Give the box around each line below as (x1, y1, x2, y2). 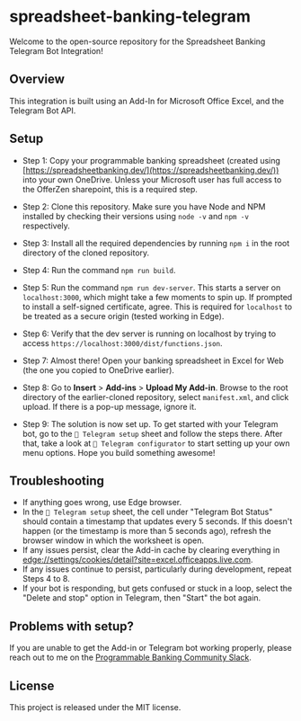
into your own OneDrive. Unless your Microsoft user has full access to (22, 174, 282, 185)
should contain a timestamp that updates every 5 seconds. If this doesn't (22, 516, 293, 527)
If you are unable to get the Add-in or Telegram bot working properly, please (9, 643, 292, 654)
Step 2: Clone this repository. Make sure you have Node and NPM (22, 200, 266, 212)
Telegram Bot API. (9, 105, 76, 116)
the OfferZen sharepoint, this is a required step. (22, 183, 198, 194)
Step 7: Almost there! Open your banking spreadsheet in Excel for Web (22, 355, 285, 366)
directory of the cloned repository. (22, 247, 150, 258)
